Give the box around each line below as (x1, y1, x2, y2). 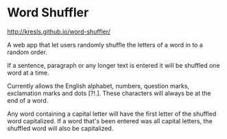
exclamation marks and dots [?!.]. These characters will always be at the (7, 89, 211, 97)
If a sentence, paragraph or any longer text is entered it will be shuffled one (7, 61, 221, 69)
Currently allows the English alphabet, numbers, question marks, (7, 81, 190, 90)
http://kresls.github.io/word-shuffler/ (7, 27, 111, 36)
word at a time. (7, 68, 49, 77)
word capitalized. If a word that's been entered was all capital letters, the (7, 116, 213, 125)
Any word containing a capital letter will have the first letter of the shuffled (7, 110, 217, 118)
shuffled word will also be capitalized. (7, 124, 114, 132)
